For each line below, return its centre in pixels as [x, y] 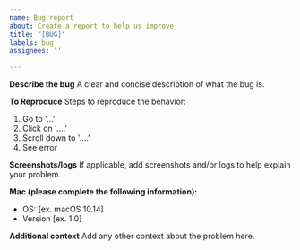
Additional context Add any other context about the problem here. [132, 236]
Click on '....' [45, 129]
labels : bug [31, 43]
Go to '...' [39, 119]
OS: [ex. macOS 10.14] [63, 209]
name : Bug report [42, 17]
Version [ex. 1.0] [52, 219]
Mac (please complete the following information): [103, 192]
